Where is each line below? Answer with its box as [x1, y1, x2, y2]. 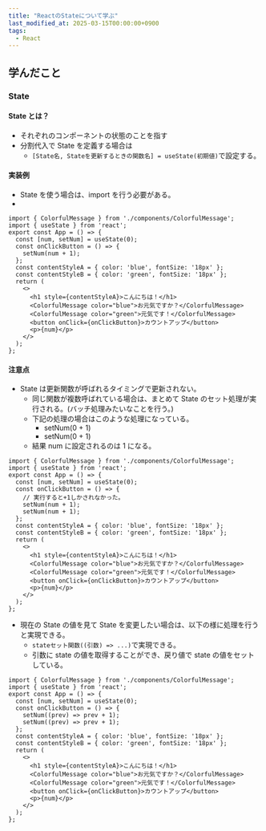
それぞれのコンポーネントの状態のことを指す [19, 130, 168, 140]
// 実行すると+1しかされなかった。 [22, 494, 124, 502]
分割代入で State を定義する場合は [19, 140, 133, 150]
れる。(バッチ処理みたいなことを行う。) [46, 404, 174, 414]
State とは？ [8, 111, 50, 121]
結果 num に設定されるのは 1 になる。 [31, 441, 156, 451]
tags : [8, 26, 26, 34]
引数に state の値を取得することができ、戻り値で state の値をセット [31, 651, 255, 660]
